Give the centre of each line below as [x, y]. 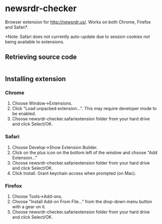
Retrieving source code [41, 57]
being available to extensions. [35, 41]
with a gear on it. [29, 207]
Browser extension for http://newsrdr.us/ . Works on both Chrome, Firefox [78, 22]
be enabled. [24, 114]
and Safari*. [17, 27]
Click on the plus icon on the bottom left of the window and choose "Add [85, 152]
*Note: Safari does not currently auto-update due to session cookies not [78, 37]
